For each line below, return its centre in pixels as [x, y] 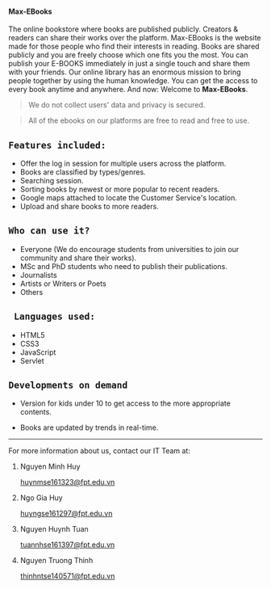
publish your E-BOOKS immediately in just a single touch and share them [129, 64]
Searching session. [52, 181]
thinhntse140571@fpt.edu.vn [67, 576]
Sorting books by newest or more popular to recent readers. [120, 189]
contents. [36, 412]
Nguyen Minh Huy [50, 467]
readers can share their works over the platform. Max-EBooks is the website [135, 38]
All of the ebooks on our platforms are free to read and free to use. [139, 120]
